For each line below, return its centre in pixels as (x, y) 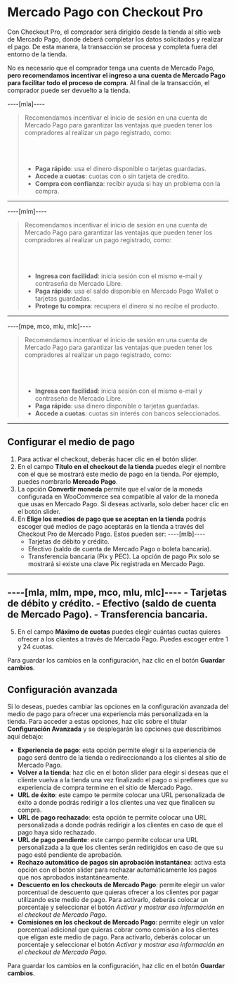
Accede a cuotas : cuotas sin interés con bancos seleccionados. (128, 413)
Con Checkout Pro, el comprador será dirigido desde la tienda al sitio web (114, 32)
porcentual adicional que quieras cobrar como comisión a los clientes (118, 929)
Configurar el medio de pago (71, 442)
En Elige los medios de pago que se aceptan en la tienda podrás (112, 519)
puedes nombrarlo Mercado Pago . (67, 481)
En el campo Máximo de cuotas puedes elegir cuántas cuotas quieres (119, 632)
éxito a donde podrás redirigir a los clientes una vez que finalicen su (116, 803)
